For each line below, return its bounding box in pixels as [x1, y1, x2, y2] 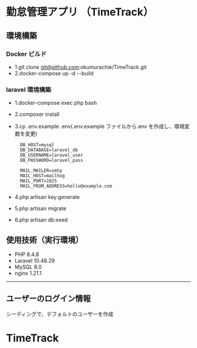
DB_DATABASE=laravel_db [20, 147, 78, 153]
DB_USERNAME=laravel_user [20, 153, 83, 158]
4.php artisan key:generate [14, 194, 80, 201]
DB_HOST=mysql [20, 142, 55, 148]
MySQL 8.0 [14, 263, 42, 270]
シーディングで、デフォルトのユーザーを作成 [6, 310, 114, 317]
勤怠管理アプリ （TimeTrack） [6, 5, 154, 19]
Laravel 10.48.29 [14, 257, 55, 264]
